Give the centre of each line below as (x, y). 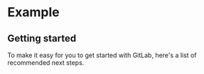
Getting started (42, 38)
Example (33, 12)
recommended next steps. (46, 63)
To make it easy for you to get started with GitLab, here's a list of (102, 55)
